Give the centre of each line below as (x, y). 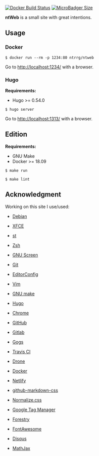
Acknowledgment (33, 195)
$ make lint (17, 179)
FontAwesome (27, 429)
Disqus (19, 439)
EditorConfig (25, 274)
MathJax (21, 448)
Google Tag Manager (34, 410)
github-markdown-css (35, 390)
